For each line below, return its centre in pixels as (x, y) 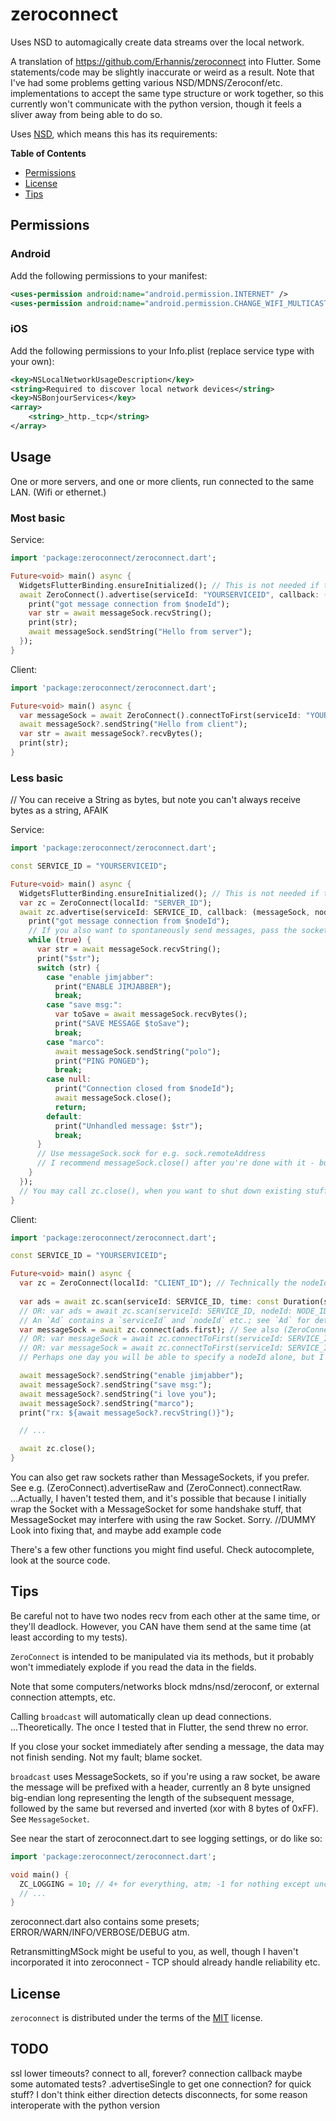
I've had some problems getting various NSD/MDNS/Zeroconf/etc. (146, 82)
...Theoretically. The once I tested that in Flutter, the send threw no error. (159, 1727)
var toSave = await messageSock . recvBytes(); (151, 1014)
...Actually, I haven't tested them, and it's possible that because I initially (158, 1499)
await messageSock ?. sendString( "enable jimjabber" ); (131, 1376)
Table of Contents (48, 153)
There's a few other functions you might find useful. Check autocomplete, (162, 1550)
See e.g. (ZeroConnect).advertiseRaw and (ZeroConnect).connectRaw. (156, 1488)
